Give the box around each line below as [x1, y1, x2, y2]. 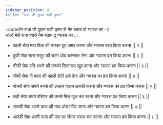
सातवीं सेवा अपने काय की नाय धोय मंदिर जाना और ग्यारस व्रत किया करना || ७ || [12, 103, 142, 110]
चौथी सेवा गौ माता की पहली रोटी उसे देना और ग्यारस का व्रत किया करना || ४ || [12, 72, 140, 79]
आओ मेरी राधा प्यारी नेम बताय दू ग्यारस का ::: [5, 32, 78, 38]
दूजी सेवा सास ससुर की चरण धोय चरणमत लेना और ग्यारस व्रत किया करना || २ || [12, 52, 144, 59]
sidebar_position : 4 [5, 7, 50, 13]
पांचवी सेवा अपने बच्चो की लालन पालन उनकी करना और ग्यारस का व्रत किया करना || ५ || [12, 83, 157, 89]
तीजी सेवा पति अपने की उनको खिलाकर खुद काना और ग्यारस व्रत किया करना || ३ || [12, 62, 149, 69]
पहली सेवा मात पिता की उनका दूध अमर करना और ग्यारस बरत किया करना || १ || [12, 42, 144, 48]
